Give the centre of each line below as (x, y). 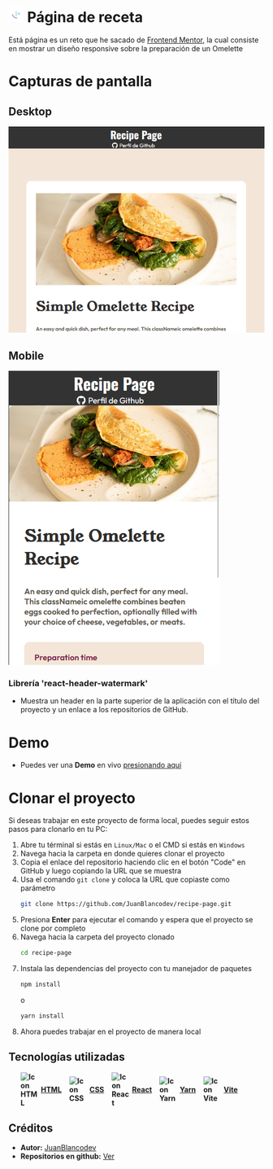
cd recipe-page (46, 953)
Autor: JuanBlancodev (58, 1148)
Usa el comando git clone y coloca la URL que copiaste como (125, 880)
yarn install (42, 1016)
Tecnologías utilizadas (67, 1057)
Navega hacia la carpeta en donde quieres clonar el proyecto (122, 854)
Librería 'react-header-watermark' (78, 684)
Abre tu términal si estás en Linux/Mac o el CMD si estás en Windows (132, 845)
